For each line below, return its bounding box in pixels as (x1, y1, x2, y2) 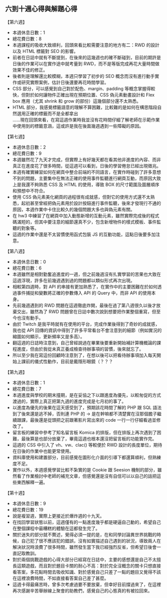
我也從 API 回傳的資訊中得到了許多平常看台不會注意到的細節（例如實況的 (12, 327, 162, 333)
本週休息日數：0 (12, 259, 46, 265)
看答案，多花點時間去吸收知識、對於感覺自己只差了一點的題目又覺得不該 (12, 569, 161, 575)
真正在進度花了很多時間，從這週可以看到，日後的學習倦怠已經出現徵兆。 (12, 162, 161, 168)
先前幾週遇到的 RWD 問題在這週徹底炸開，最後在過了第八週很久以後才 (12, 302, 157, 308)
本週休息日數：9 (12, 500, 46, 506)
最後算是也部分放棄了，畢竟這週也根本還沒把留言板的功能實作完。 (21, 436, 157, 442)
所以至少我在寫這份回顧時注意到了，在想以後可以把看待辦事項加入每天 (12, 352, 157, 358)
